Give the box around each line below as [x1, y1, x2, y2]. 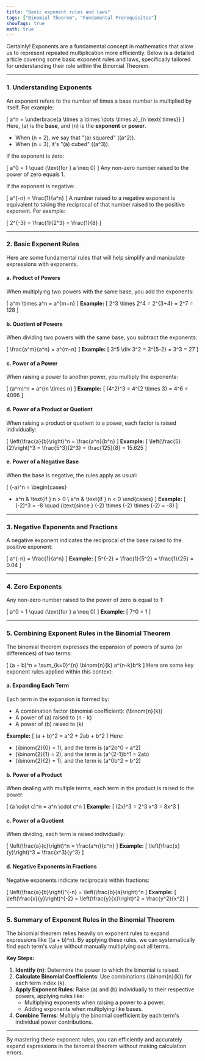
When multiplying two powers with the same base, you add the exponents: [6, 288, 194, 295]
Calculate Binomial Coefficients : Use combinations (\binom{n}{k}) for [15, 972, 192, 980]
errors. [6, 1049, 23, 1056]
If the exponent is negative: [6, 182, 75, 189]
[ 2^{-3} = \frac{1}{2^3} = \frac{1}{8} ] [6, 219, 102, 226]
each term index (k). [15, 979, 67, 986]
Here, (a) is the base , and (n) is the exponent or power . [6, 122, 146, 129]
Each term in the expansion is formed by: [6, 695, 110, 703]
